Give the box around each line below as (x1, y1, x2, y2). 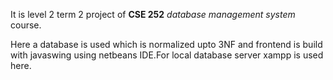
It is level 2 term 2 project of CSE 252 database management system (10, 9, 296, 20)
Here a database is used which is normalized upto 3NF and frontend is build (10, 39, 323, 50)
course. (10, 19, 42, 31)
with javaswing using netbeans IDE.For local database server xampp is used (10, 49, 324, 61)
